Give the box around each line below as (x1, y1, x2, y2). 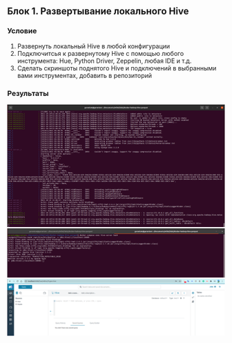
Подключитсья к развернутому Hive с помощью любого (17, 49, 184, 57)
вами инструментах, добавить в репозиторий (17, 71, 153, 79)
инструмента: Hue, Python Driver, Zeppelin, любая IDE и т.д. (17, 57, 192, 65)
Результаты (7, 88, 49, 98)
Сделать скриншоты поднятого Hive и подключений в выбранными (17, 63, 217, 72)
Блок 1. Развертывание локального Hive (7, 6, 189, 17)
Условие (7, 26, 37, 36)
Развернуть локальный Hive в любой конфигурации (17, 41, 171, 50)
